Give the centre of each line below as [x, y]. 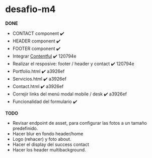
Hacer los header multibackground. [49, 149]
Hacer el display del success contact [51, 144]
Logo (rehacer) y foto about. [42, 139]
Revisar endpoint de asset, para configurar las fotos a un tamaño [80, 123]
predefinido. [25, 128]
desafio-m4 [30, 9]
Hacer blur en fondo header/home [48, 134]
